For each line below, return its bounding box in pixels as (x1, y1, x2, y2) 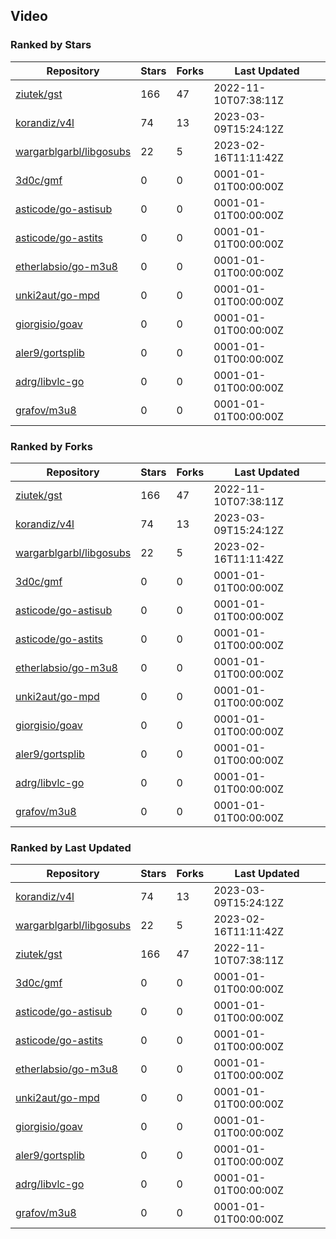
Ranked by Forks (10, 439, 93, 453)
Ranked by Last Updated (10, 840, 132, 854)
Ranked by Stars (10, 38, 92, 52)
